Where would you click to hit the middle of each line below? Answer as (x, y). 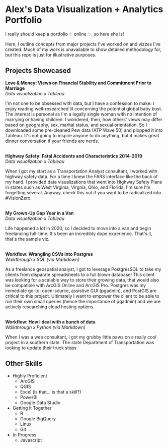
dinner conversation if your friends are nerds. (52, 141)
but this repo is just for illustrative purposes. (51, 54)
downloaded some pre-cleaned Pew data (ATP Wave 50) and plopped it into (84, 130)
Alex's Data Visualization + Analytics (84, 9)
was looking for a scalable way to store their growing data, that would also (82, 280)
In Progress (24, 434)
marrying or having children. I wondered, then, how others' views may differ (84, 119)
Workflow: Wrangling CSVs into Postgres (49, 254)
